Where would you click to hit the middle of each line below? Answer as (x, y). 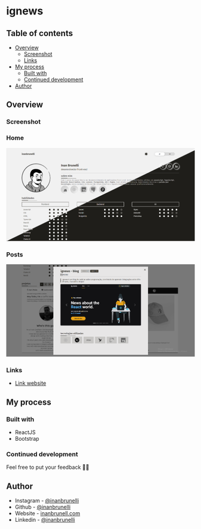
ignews (25, 11)
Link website (31, 383)
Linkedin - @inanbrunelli (45, 520)
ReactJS (25, 432)
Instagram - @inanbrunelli (47, 501)
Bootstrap (27, 439)
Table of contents (39, 33)
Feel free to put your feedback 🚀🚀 (48, 467)
